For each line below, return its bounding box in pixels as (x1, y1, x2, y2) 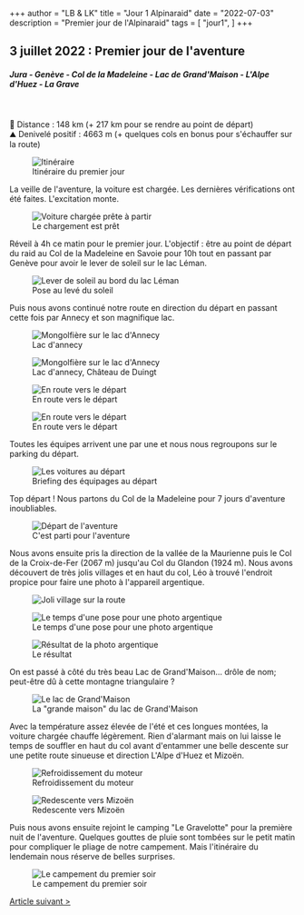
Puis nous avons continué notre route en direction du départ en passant (9, 303, 279, 313)
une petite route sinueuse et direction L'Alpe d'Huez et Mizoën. (9, 750, 245, 761)
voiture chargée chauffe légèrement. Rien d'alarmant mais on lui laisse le (9, 731, 281, 741)
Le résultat (32, 649, 73, 660)
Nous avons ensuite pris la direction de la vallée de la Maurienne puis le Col (9, 548, 292, 559)
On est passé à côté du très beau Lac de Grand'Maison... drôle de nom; (9, 667, 277, 678)
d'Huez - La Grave (9, 78, 80, 89)
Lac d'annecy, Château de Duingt (32, 367, 157, 378)
